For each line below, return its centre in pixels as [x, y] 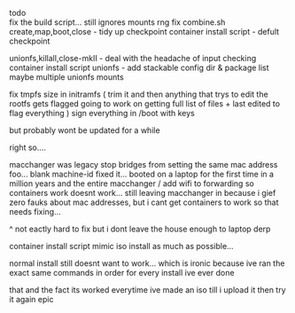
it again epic [31, 299]
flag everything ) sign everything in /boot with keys [102, 113]
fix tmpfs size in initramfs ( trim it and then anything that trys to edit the [139, 94]
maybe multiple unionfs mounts [66, 77]
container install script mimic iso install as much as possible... [121, 246]
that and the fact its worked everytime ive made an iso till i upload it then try [147, 290]
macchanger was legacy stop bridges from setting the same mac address [144, 164]
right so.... [28, 147]
